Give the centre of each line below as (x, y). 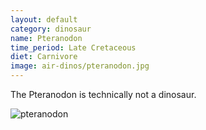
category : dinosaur (51, 29)
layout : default (44, 19)
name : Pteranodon (46, 38)
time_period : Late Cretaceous (73, 47)
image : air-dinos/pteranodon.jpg (80, 66)
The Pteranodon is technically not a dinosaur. (103, 94)
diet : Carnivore (44, 57)
